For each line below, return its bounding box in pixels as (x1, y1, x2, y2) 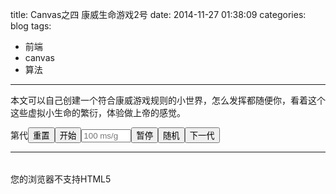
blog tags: (10, 20, 52, 32)
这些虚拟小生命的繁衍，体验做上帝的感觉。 (10, 107, 186, 118)
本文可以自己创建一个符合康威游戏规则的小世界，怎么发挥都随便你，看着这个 (10, 94, 326, 106)
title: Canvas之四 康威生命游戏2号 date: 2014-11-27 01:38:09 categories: (10, 9, 307, 20)
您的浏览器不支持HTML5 (10, 173, 112, 185)
